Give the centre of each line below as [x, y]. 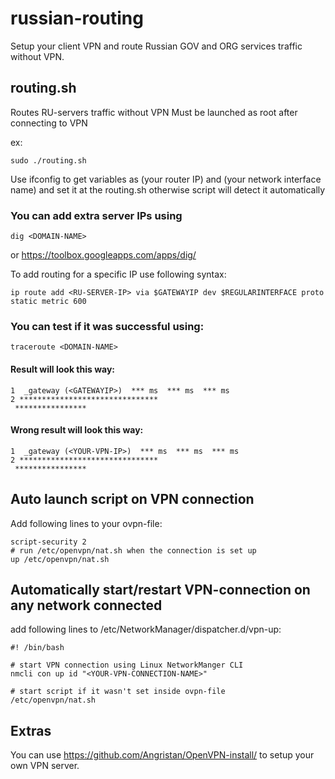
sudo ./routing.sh [48, 160]
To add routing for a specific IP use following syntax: [118, 274]
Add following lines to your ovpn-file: [86, 523]
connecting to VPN [49, 123]
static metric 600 [48, 302]
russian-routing [77, 18]
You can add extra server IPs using [96, 215]
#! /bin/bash [37, 648]
